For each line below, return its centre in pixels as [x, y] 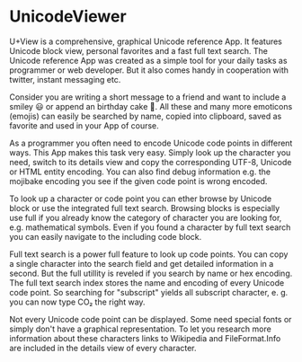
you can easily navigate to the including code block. [106, 236]
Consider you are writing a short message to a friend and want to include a [148, 97]
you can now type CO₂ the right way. [77, 302]
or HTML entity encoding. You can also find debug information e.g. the [140, 172]
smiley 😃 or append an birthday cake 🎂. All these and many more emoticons [151, 106]
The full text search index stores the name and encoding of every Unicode [147, 283]
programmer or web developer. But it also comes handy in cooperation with [149, 70]
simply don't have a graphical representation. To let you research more [140, 329]
